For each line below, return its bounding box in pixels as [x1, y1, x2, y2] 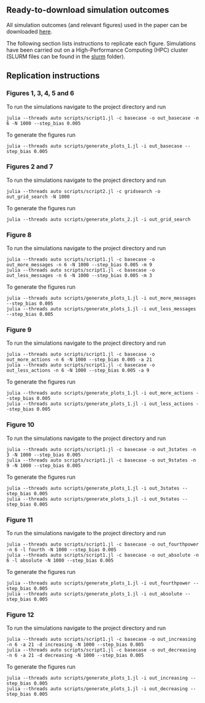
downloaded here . [6, 28, 53, 35]
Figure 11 [6, 516, 33, 524]
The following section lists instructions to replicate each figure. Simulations [6, 39, 196, 47]
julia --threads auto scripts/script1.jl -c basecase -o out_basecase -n [6, 115, 199, 121]
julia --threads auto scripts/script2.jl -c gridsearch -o [6, 188, 161, 194]
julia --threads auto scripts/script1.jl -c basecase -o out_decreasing [6, 647, 196, 653]
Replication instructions [6, 71, 100, 81]
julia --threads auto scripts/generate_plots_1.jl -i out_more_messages [6, 295, 196, 302]
